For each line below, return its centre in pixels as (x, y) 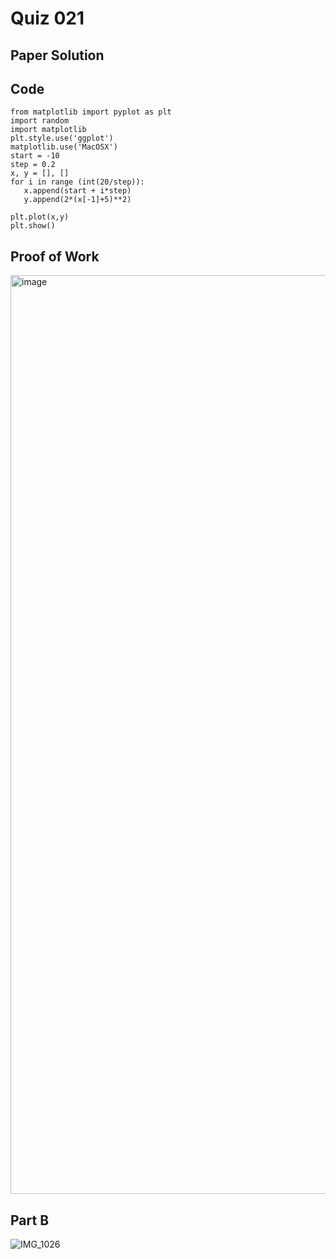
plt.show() (33, 226)
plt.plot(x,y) (40, 217)
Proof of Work (55, 256)
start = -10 (35, 156)
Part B (30, 1220)
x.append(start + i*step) (77, 191)
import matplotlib (48, 130)
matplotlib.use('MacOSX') (64, 147)
